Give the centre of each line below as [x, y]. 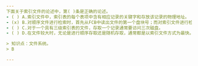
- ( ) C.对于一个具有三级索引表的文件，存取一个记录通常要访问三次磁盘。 [85, 28]
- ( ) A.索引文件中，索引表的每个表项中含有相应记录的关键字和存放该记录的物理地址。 [98, 17]
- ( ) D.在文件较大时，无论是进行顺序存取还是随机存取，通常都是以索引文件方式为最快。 [100, 33]
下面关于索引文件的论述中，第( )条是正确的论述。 [58, 11]
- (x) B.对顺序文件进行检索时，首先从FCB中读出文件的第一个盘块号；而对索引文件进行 [97, 22]
